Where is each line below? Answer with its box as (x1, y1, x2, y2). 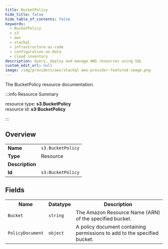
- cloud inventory (9, 53, 48, 59)
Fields (5, 186, 25, 194)
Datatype (48, 200, 71, 207)
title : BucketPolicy (5, 7, 48, 12)
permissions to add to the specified (75, 229, 159, 236)
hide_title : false (5, 12, 43, 17)
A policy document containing (75, 223, 146, 230)
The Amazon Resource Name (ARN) (75, 208, 160, 215)
